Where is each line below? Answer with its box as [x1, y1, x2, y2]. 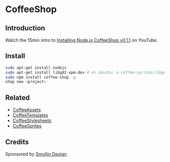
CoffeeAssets [12, 107, 41, 113]
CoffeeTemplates [12, 112, 49, 118]
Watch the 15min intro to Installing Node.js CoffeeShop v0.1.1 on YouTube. [5, 37, 158, 43]
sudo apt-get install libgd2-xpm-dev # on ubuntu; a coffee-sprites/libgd [5, 70, 166, 75]
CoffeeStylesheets [12, 117, 52, 124]
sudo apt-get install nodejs [5, 65, 67, 70]
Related [5, 93, 30, 102]
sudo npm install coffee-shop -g [5, 74, 76, 79]
